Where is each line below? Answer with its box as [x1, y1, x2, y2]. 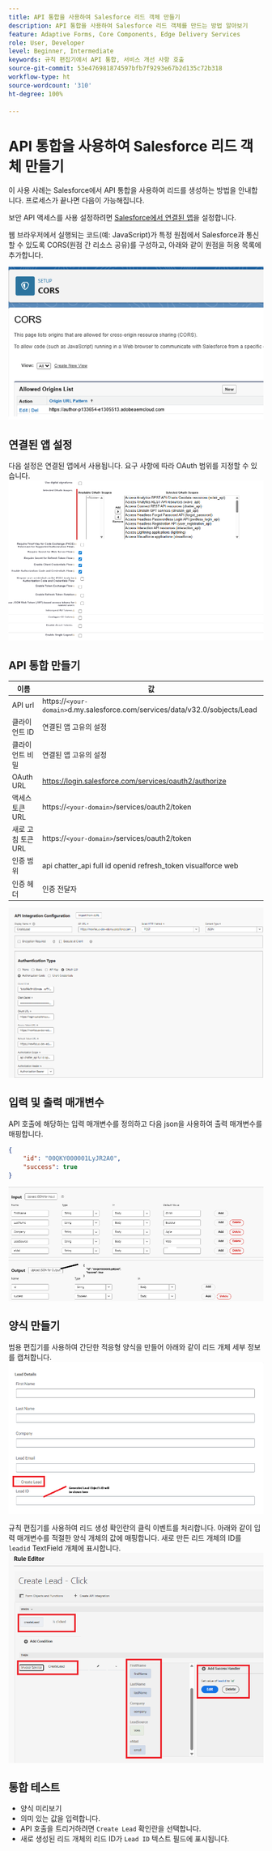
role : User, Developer [8, 39, 85, 47]
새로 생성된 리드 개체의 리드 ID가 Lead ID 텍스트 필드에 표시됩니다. [19, 1834, 230, 1844]
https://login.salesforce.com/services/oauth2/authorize [41, 776, 227, 786]
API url [11, 701, 35, 710]
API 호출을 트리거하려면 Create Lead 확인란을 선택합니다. [19, 1823, 202, 1834]
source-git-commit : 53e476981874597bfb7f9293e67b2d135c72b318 [8, 65, 223, 73]
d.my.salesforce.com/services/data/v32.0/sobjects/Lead [67, 705, 257, 714]
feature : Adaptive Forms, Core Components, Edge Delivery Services [8, 30, 241, 38]
